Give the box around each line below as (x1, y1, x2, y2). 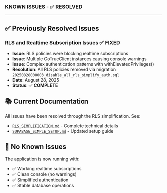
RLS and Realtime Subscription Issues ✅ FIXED (5, 39, 120, 46)
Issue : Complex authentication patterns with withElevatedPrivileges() (12, 61, 154, 67)
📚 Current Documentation (5, 97, 89, 106)
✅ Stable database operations (12, 182, 74, 188)
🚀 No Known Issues (5, 143, 67, 151)
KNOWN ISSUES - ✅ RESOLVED (5, 3, 83, 10)
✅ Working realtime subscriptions (12, 165, 82, 171)
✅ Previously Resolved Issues (5, 24, 99, 33)
